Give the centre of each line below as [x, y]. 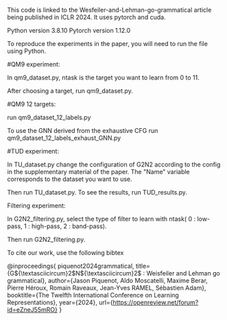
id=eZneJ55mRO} [33, 310]
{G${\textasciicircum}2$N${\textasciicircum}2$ [74, 273]
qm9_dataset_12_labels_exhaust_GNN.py [64, 138]
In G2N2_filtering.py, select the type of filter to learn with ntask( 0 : [101, 219]
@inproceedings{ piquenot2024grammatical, [71, 266]
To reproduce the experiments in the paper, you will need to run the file [107, 44]
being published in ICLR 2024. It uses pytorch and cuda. [86, 17]
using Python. [27, 51]
